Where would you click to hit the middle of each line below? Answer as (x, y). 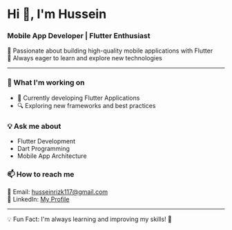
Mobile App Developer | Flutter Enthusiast (79, 36)
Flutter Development (46, 141)
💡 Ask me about (34, 126)
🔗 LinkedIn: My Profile (38, 200)
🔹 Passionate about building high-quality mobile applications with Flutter (110, 51)
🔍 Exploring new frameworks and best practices (86, 105)
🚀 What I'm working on (46, 82)
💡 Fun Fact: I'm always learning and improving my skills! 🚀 (90, 219)
